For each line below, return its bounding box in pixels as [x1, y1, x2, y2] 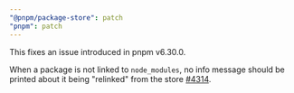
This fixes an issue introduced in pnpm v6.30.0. [9, 46, 186, 57]
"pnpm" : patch [9, 22, 63, 31]
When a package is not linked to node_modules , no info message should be [9, 64, 285, 75]
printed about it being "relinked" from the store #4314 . [9, 73, 212, 84]
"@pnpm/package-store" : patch [9, 13, 124, 23]
